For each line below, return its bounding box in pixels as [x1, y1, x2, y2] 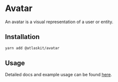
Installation [5, 33, 40, 41]
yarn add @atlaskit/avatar [5, 45, 60, 51]
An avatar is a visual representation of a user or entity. [5, 19, 113, 25]
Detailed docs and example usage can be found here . [5, 72, 112, 78]
